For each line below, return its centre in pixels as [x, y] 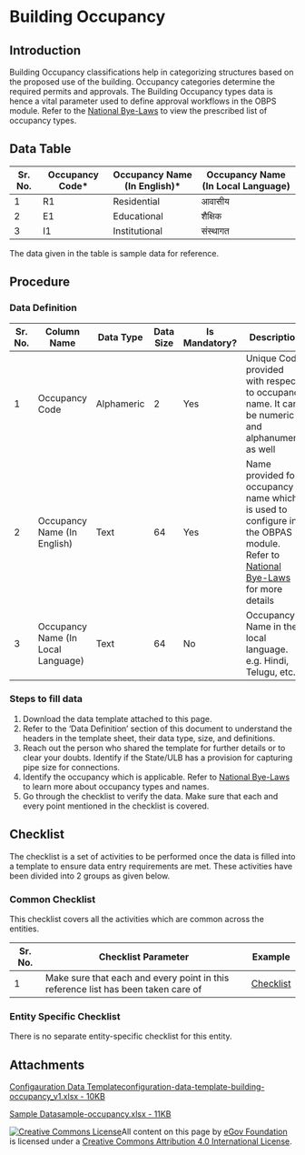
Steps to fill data [46, 699]
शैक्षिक [212, 216]
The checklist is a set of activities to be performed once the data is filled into [152, 856]
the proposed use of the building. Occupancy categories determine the [142, 82]
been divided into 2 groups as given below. [90, 876]
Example [271, 957]
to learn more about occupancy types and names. [116, 786]
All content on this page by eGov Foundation [204, 1132]
